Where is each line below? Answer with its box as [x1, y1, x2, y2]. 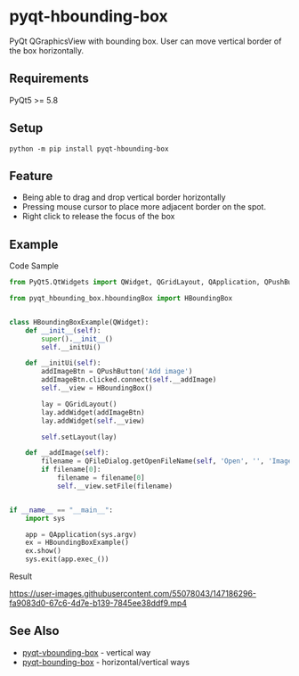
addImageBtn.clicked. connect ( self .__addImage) [41, 375, 217, 384]
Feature [9, 168, 53, 184]
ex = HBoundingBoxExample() [25, 538, 129, 548]
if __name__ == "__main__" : [9, 506, 114, 515]
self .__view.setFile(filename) [56, 482, 174, 491]
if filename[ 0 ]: [41, 466, 101, 474]
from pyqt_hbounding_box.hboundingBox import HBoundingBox [9, 294, 233, 303]
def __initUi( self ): [25, 359, 101, 367]
